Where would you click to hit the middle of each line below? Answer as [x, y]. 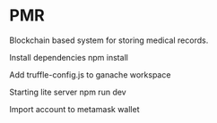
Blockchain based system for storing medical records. [109, 40]
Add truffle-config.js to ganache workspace [90, 74]
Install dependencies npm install [69, 57]
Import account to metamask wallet [75, 109]
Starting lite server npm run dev [68, 92]
